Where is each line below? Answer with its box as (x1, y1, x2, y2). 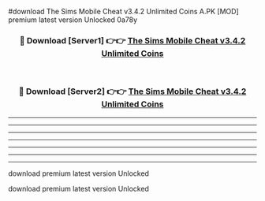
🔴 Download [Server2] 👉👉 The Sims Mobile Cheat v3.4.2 (18, 86, 247, 97)
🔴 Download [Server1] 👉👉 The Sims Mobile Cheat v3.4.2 (19, 35, 246, 46)
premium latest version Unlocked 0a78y (8, 15, 138, 24)
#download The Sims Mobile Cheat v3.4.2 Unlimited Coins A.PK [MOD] (8, 7, 239, 16)
